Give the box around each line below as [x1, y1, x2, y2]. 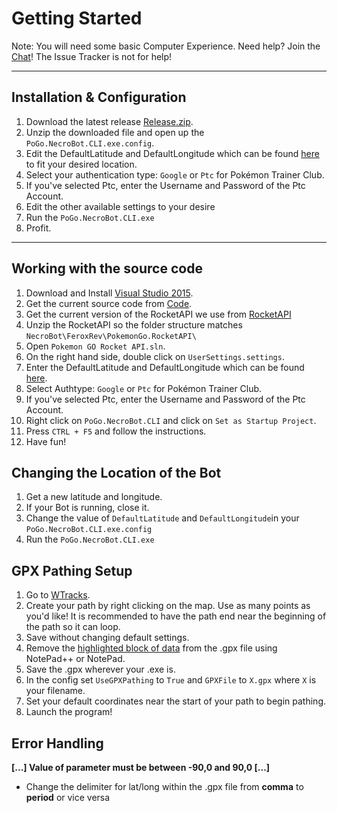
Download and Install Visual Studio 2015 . [25, 287, 194, 299]
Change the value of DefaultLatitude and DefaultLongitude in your [25, 512, 300, 524]
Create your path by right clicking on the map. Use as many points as [25, 600, 311, 612]
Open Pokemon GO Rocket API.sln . [25, 340, 166, 352]
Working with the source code [11, 260, 203, 277]
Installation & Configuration [11, 89, 187, 106]
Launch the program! [25, 706, 113, 718]
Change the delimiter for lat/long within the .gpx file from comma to [25, 781, 304, 792]
